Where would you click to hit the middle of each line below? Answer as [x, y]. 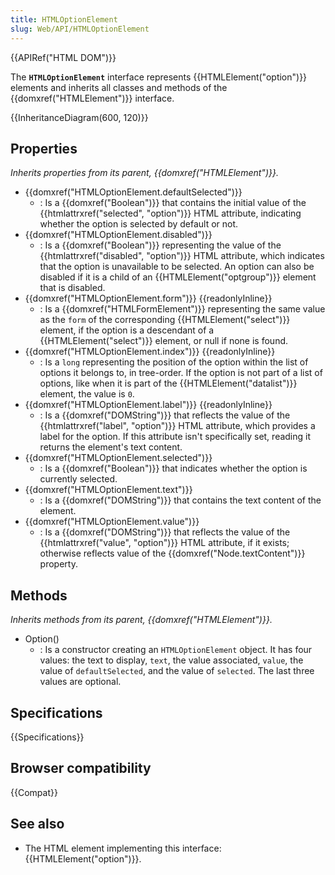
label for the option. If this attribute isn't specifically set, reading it [175, 437]
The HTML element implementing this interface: [123, 848]
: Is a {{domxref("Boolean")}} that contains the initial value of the [173, 203]
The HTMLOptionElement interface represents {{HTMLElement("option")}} [159, 77]
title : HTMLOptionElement [64, 19]
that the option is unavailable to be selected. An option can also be [177, 267]
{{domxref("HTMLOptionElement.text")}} [108, 490]
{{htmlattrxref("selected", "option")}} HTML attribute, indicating [170, 213]
